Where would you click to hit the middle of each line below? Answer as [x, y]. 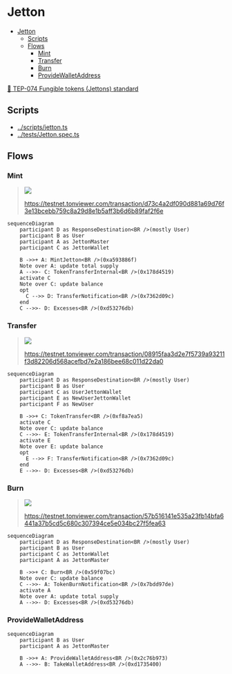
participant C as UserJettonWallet [71, 392]
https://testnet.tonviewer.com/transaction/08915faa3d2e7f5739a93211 [124, 354]
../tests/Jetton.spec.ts [48, 134]
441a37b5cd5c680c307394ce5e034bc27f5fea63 [95, 523]
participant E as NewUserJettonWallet [75, 398]
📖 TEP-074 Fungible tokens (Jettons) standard [73, 88]
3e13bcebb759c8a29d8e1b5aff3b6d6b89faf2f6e [94, 211]
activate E [35, 440]
